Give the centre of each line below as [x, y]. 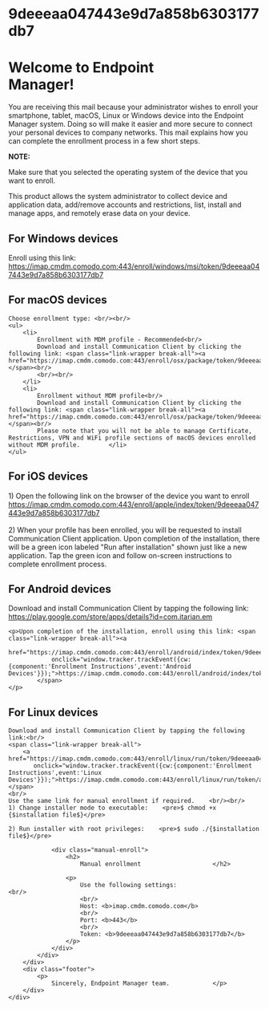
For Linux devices [53, 712]
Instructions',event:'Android [141, 667]
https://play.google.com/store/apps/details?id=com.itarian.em [110, 617]
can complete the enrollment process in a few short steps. [104, 141]
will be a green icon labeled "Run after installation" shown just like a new [128, 547]
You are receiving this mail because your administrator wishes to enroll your [133, 107]
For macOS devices [58, 300]
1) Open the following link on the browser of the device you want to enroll [129, 496]
